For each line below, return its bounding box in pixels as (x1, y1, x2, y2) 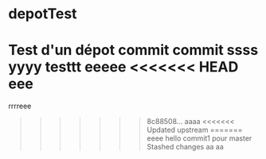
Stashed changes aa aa (147, 142, 225, 152)
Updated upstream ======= (147, 125, 243, 135)
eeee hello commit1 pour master (147, 134, 252, 143)
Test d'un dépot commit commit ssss (8, 41, 259, 60)
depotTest (8, 5, 77, 23)
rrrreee (8, 101, 32, 111)
